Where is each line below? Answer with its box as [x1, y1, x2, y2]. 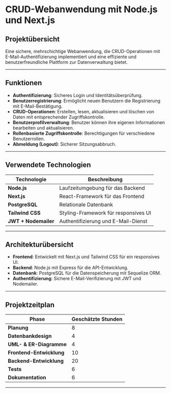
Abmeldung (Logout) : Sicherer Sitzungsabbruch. [12, 141, 116, 147]
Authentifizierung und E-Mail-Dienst [59, 217, 148, 225]
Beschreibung [88, 176, 123, 183]
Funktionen [5, 79, 42, 87]
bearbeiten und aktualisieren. [12, 125, 74, 131]
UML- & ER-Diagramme [8, 341, 67, 348]
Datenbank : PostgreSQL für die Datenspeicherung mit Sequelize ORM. [12, 270, 161, 276]
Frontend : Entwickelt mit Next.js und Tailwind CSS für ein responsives [12, 254, 160, 260]
